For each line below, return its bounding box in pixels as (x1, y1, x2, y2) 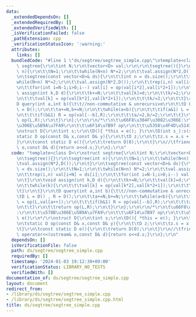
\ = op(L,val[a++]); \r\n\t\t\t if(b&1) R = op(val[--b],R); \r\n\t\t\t (16, 199, 190, 205)
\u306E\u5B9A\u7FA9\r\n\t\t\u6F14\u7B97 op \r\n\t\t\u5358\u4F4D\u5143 (16, 123, 192, 129)
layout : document (6, 280, 48, 287)
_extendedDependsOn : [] (11, 14, 69, 20)
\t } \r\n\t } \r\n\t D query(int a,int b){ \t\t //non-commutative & (16, 188, 174, 194)
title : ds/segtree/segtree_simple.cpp (6, 302, 100, 308)
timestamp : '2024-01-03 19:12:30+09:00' (11, 259, 111, 265)
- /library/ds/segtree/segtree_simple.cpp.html (6, 297, 124, 303)
